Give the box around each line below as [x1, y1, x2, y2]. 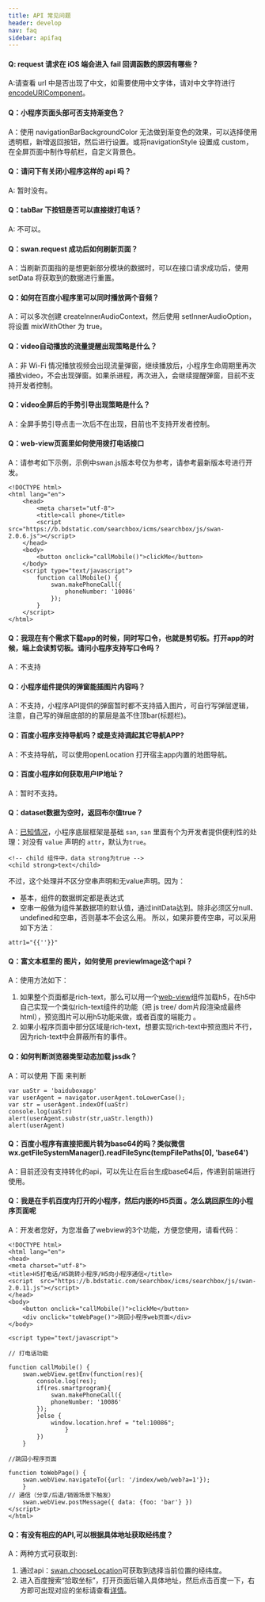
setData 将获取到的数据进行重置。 [8, 273, 119, 282]
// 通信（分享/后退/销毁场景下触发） [8, 1491, 115, 1499]
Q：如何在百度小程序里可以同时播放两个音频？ [8, 293, 160, 302]
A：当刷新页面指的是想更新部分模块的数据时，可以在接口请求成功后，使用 [8, 263, 249, 273]
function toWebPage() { [8, 1469, 87, 1477]
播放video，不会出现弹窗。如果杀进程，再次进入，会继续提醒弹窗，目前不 [8, 370, 248, 380]
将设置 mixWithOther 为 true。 [8, 322, 107, 332]
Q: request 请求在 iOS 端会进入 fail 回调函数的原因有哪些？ [8, 59, 199, 68]
